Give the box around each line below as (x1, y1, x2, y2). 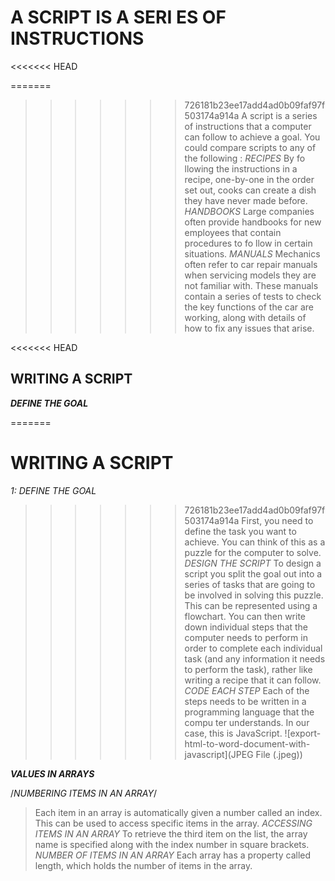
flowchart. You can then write (184, 610, 307, 622)
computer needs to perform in (184, 631, 308, 643)
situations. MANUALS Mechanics (184, 247, 321, 260)
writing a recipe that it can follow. (184, 674, 322, 686)
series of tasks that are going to (184, 578, 316, 590)
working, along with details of (184, 311, 307, 323)
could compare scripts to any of (184, 141, 317, 153)
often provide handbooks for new (184, 216, 322, 228)
